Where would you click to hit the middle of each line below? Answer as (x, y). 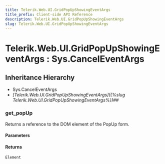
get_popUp (19, 113)
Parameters (17, 135)
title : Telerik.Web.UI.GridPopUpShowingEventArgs (58, 10)
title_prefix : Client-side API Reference (49, 14)
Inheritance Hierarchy (40, 77)
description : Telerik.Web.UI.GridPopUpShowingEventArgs (64, 19)
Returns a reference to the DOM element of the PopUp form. (67, 124)
